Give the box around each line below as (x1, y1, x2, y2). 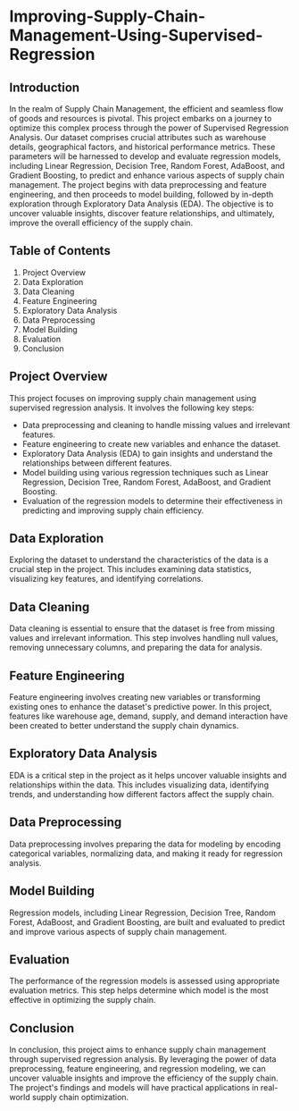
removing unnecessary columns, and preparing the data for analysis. (9, 642, 262, 653)
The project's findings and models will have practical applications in (9, 1082, 259, 1093)
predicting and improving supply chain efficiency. (21, 505, 204, 516)
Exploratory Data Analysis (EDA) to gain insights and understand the (21, 448, 273, 459)
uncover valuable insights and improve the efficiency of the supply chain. (9, 1073, 278, 1083)
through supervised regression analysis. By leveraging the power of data (9, 1054, 277, 1065)
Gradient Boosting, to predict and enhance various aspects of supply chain (9, 170, 285, 181)
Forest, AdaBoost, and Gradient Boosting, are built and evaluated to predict (9, 916, 286, 927)
